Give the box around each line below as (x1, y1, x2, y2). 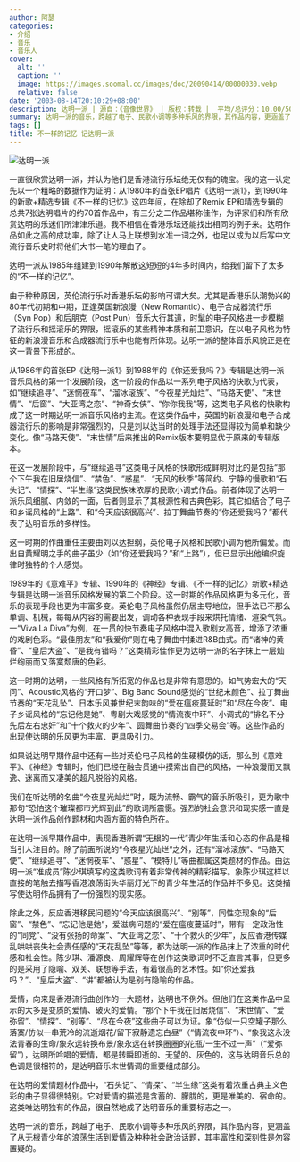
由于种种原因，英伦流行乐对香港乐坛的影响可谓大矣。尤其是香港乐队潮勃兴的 (9, 289, 291, 300)
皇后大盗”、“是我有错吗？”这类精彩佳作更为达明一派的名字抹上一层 (31, 645, 277, 656)
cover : (9, 54, 34, 63)
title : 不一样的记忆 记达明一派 (9, 130, 115, 138)
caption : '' (17, 71, 62, 80)
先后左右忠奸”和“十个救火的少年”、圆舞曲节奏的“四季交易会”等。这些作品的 (9, 720, 285, 731)
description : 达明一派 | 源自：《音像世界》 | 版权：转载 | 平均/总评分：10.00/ (9, 104, 286, 113)
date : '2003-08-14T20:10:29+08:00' (9, 96, 142, 105)
